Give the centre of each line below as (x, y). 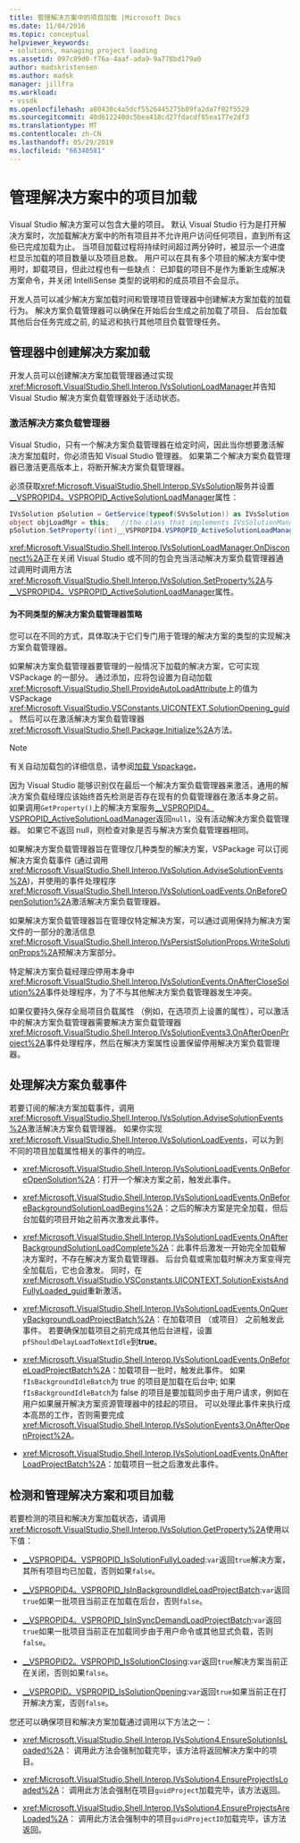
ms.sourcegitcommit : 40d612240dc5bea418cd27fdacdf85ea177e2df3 (129, 117)
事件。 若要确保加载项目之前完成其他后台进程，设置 (117, 1330)
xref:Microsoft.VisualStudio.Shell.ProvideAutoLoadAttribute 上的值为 (134, 688)
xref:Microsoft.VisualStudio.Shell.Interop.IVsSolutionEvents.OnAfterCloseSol (149, 981)
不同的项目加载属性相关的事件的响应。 (79, 1151)
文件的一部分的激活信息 (52, 931)
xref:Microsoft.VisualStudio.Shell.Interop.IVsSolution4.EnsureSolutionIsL (155, 1740)
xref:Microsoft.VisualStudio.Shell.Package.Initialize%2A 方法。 (123, 729)
